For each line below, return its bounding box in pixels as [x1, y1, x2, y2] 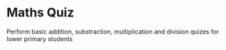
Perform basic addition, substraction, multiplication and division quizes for [6, 27, 220, 36]
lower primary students [6, 34, 73, 42]
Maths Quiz [6, 5, 74, 21]
